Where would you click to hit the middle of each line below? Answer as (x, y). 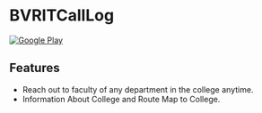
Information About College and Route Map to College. (121, 99)
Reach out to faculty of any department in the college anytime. (138, 89)
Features (35, 68)
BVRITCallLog (62, 16)
